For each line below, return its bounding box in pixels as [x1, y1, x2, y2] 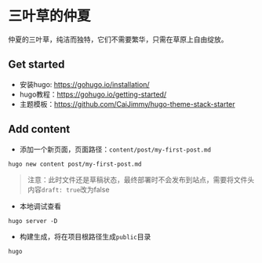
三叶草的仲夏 [8, 7, 92, 25]
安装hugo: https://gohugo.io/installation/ [19, 79, 151, 89]
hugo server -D [8, 217, 58, 225]
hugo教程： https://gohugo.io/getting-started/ [19, 89, 167, 99]
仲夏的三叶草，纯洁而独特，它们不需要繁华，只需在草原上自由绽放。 [8, 35, 228, 44]
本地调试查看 [19, 201, 61, 210]
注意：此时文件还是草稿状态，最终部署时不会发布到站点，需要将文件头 [27, 174, 255, 184]
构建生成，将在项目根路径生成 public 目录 [19, 232, 151, 241]
